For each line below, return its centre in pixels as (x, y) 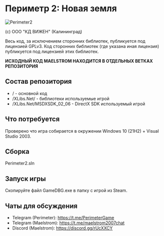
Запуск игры (26, 178)
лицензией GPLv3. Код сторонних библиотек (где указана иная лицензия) (82, 46)
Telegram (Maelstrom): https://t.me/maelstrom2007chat (68, 223)
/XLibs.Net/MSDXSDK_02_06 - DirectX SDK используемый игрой (79, 104)
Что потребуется (32, 119)
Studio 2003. (18, 136)
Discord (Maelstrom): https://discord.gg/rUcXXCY (62, 228)
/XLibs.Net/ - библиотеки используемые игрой (61, 98)
